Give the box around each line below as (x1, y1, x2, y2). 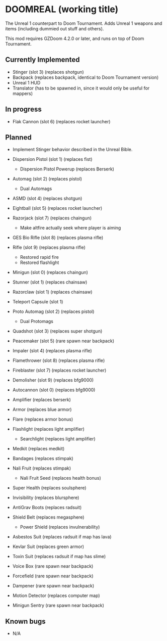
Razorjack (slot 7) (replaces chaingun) (12, 215, 92, 221)
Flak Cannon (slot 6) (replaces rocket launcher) (12, 118, 111, 124)
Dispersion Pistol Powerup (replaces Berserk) (20, 166, 115, 172)
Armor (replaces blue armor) (12, 406, 72, 413)
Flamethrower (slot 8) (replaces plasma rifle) (12, 357, 105, 363)
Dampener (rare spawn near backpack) (12, 583, 95, 589)
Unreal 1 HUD (12, 79, 41, 85)
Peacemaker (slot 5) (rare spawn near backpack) (12, 338, 115, 344)
